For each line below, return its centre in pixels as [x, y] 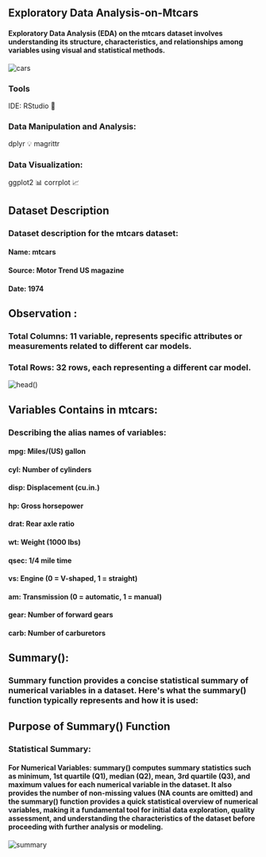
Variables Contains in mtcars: [83, 410]
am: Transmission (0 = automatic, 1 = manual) [85, 596]
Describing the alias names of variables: [87, 432]
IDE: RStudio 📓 [32, 106]
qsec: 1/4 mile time [40, 560]
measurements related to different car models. [100, 346]
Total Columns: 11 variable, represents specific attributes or [125, 335]
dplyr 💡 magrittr [34, 144]
